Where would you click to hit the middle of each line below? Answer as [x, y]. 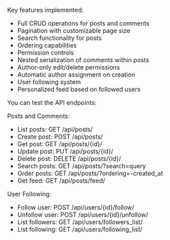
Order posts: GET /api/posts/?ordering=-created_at [90, 173]
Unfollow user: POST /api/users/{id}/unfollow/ [83, 214]
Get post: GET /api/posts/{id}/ [59, 144]
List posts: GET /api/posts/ [55, 129]
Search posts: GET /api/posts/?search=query [82, 166]
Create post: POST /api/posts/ [60, 137]
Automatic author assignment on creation [76, 74]
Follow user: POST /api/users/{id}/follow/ [76, 207]
